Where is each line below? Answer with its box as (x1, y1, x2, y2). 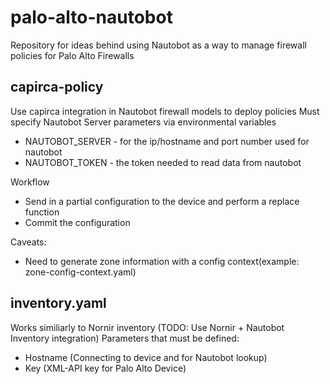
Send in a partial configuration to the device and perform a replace (24, 195, 300, 207)
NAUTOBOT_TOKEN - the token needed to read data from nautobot (24, 156, 302, 168)
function (24, 206, 60, 218)
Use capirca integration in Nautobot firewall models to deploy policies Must (10, 105, 320, 117)
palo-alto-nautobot (10, 6, 173, 29)
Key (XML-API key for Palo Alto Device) (24, 362, 187, 374)
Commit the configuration (24, 216, 131, 228)
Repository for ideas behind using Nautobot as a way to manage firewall (10, 39, 307, 51)
